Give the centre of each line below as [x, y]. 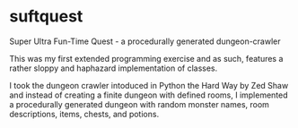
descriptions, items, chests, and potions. [84, 114]
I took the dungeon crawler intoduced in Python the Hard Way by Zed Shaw [149, 85]
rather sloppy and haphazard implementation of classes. [114, 68]
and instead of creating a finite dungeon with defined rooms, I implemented [149, 95]
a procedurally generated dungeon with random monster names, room [139, 104]
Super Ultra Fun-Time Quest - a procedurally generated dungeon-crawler [145, 41]
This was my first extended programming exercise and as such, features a [146, 58]
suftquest [46, 17]
